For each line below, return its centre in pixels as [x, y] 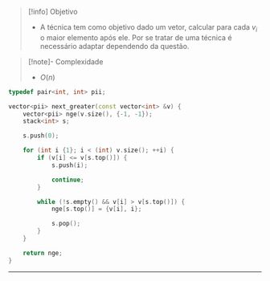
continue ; [67, 180]
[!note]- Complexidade [65, 61]
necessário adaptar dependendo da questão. [115, 46]
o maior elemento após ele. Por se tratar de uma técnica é [136, 37]
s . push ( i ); [70, 165]
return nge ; [43, 253]
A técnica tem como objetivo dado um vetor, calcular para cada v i [149, 28]
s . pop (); [66, 224]
